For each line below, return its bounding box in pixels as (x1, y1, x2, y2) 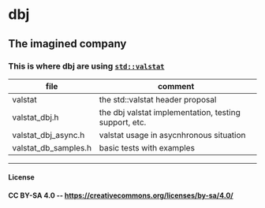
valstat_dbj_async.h (12, 129, 85, 140)
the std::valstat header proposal (99, 94, 217, 105)
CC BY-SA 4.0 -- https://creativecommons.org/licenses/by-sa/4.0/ (8, 191, 234, 200)
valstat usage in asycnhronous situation (99, 129, 246, 140)
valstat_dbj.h (12, 112, 59, 123)
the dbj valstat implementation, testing (99, 106, 241, 117)
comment (157, 80, 195, 91)
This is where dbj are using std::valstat (8, 61, 165, 72)
